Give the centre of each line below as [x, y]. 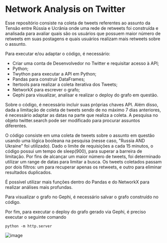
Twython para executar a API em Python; [54, 74]
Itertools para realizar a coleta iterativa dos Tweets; [65, 84]
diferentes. [16, 126]
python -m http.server [29, 226]
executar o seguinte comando [36, 217]
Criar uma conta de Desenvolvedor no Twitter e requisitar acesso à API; [85, 63]
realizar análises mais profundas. [39, 187]
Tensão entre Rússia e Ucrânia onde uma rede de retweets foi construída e [82, 28]
